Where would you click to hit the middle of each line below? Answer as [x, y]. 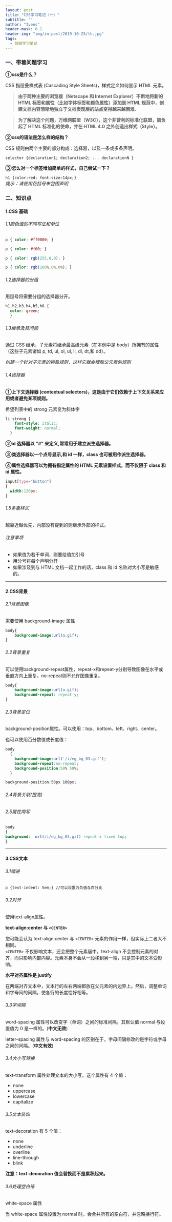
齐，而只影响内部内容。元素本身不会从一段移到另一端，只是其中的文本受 [81, 958]
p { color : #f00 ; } [26, 249]
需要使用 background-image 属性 [40, 621]
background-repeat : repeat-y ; [47, 695]
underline [23, 1147]
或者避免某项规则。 [30, 398]
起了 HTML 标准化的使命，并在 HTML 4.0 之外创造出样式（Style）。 [89, 127]
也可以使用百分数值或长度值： [37, 740]
